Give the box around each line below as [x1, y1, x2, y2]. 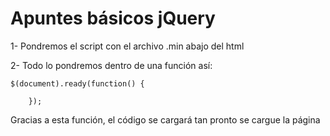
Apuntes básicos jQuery [10, 7, 216, 30]
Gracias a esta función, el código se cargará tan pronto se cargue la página [10, 113, 321, 126]
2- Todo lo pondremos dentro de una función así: [10, 59, 213, 71]
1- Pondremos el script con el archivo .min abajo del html [10, 40, 245, 52]
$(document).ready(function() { [10, 78, 145, 89]
